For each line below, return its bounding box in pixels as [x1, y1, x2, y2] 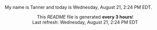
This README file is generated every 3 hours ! [37, 14, 134, 19]
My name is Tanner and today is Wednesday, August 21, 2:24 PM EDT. [5, 4, 152, 10]
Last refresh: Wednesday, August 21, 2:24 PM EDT [32, 19, 138, 25]
